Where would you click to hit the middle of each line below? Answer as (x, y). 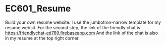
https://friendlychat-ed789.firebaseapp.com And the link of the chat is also (82, 33)
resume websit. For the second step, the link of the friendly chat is (73, 27)
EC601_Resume (38, 9)
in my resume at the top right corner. (43, 38)
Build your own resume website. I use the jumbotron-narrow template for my (83, 22)
